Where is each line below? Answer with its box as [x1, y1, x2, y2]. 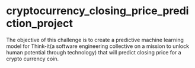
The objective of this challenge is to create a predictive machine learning [6, 36, 184, 43]
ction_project [6, 17, 73, 30]
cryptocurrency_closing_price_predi [6, 4, 189, 18]
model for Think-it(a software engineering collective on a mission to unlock [6, 43, 190, 50]
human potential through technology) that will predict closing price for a [6, 48, 182, 56]
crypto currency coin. [6, 55, 59, 62]
